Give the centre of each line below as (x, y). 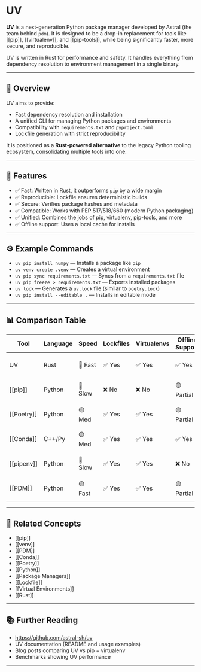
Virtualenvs (153, 343)
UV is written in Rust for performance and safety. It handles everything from (100, 57)
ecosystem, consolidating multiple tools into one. (66, 151)
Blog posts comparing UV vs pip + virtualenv (70, 650)
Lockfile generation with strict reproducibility (70, 133)
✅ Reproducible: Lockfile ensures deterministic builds (81, 197)
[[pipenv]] (24, 464)
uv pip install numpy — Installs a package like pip (78, 263)
